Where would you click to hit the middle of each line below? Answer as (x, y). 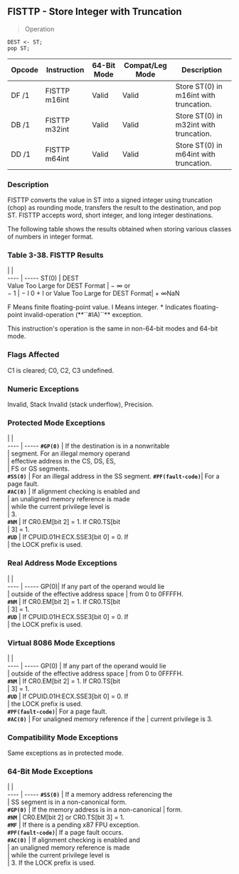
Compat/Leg (145, 65)
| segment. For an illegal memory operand (69, 453)
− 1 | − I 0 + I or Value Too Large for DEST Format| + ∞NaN (94, 293)
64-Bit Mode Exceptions (51, 772)
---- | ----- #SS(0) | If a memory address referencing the (90, 795)
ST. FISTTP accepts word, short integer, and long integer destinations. (110, 215)
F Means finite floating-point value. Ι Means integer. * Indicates (100, 307)
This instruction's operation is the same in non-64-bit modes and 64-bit (113, 328)
